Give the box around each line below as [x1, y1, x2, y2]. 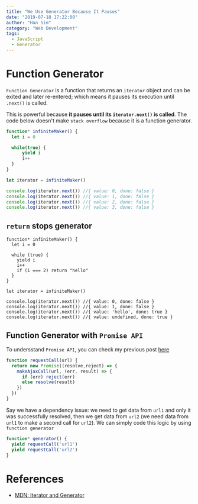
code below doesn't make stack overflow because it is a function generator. [6, 117, 192, 124]
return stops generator [6, 221, 93, 231]
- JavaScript [11, 36, 44, 42]
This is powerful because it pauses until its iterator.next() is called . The [6, 111, 187, 118]
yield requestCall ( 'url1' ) [11, 441, 78, 447]
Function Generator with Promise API [6, 330, 144, 340]
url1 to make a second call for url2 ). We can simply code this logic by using [6, 419, 191, 426]
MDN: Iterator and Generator [14, 492, 85, 499]
